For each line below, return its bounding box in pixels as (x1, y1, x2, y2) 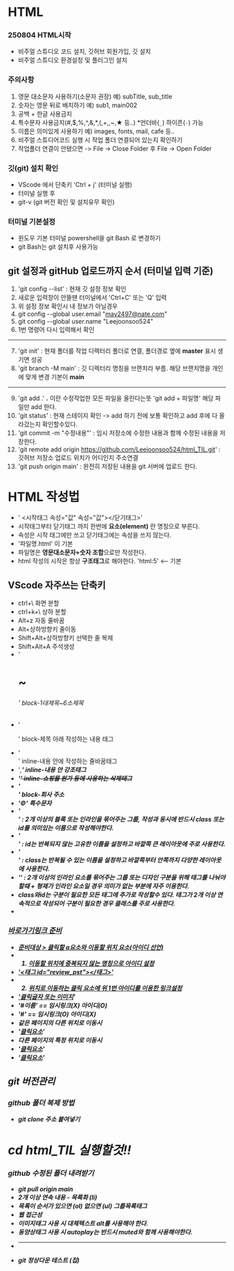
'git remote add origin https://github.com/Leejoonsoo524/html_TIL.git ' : (17, 445, 221, 454)
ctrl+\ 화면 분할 (17, 599, 60, 607)
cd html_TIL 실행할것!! (8, 1142, 132, 1158)
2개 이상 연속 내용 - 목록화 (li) (17, 1193, 98, 1202)
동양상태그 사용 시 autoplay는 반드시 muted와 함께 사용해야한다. (17, 1227, 193, 1236)
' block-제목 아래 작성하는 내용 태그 (17, 735, 114, 743)
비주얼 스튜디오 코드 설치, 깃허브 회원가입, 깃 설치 (17, 47, 151, 56)
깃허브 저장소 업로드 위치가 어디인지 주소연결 (17, 454, 139, 462)
